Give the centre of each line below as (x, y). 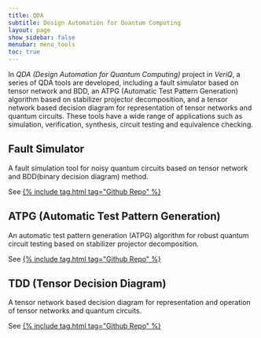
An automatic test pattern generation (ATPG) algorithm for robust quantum (129, 235)
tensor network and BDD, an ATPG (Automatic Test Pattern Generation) (123, 91)
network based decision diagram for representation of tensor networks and (130, 108)
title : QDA (26, 15)
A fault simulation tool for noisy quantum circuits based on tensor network (128, 168)
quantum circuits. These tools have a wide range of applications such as (125, 116)
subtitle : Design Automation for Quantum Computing (94, 23)
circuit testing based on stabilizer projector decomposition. (103, 244)
